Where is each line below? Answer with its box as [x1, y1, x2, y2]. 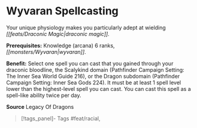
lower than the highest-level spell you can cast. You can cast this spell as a [6, 85, 191, 92]
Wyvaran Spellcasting [6, 4, 119, 18]
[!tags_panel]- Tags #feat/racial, [20, 115, 101, 122]
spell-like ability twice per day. [6, 92, 82, 99]
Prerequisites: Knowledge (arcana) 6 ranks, [6, 42, 115, 49]
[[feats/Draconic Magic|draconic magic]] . [6, 30, 110, 37]
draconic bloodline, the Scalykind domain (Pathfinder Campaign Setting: [6, 66, 184, 73]
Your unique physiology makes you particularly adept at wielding [6, 24, 166, 31]
